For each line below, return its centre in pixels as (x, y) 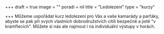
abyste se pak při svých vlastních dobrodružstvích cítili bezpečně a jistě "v (80, 21)
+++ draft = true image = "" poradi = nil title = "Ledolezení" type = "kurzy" (80, 7)
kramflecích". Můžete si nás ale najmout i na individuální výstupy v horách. (80, 26)
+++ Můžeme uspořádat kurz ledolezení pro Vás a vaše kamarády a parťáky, (82, 16)
